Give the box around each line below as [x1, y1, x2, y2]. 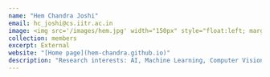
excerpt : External [8, 42, 70, 50]
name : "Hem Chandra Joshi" [8, 11, 99, 20]
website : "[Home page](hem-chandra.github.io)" [8, 49, 171, 57]
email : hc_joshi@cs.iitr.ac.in [8, 19, 113, 27]
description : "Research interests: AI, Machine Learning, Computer [8, 57, 239, 65]
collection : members [8, 34, 78, 43]
